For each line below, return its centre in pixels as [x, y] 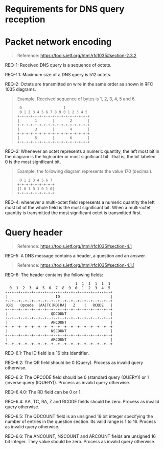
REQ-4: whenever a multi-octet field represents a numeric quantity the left [80, 202]
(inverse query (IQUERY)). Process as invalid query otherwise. [68, 383]
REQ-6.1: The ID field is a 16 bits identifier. [47, 353]
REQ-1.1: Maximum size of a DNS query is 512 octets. [58, 75]
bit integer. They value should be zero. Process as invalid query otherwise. [80, 442]
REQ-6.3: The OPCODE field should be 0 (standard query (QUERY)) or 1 [77, 377]
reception [25, 19]
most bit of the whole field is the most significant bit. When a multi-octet [78, 208]
